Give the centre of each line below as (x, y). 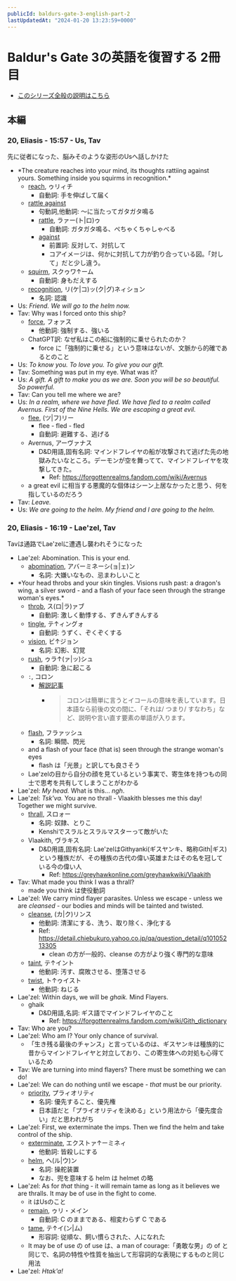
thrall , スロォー (50, 814)
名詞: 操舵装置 (59, 1169)
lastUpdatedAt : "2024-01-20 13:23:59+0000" (72, 20)
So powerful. (36, 387)
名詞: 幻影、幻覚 (62, 650)
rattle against (47, 203)
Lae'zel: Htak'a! (40, 1271)
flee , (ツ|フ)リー (51, 418)
